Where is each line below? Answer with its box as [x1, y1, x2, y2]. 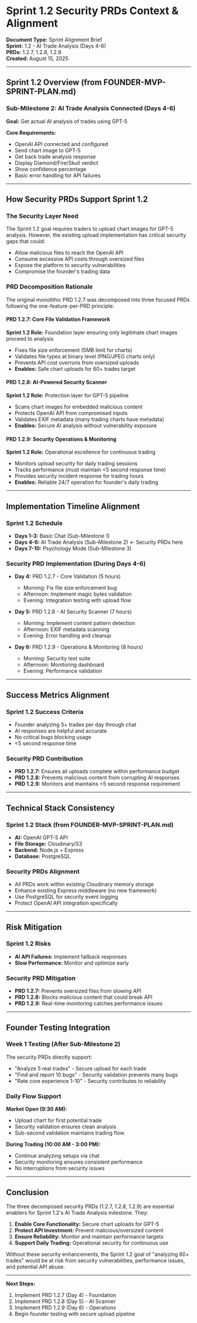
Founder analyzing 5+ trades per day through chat [14, 721, 137, 728]
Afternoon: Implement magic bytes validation [23, 590, 132, 598]
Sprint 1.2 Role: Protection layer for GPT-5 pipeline [6, 392, 129, 399]
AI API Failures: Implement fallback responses [14, 953, 127, 960]
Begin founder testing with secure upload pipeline [14, 1310, 135, 1317]
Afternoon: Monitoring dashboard [23, 661, 104, 669]
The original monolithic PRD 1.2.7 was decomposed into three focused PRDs [6, 296, 190, 303]
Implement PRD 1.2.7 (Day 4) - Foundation [14, 1291, 116, 1298]
